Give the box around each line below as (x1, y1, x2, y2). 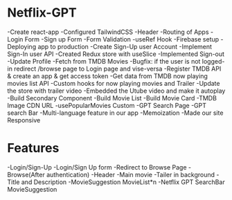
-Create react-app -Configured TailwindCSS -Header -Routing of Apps (7, 28, 209, 36)
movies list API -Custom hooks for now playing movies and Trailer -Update (7, 79, 220, 87)
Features (7, 140, 60, 156)
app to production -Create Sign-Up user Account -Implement (37, 42, 213, 51)
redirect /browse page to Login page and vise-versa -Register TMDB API (13, 64, 222, 73)
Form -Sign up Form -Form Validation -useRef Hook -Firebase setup (24, 35, 220, 43)
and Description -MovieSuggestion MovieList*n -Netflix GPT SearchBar (21, 178, 225, 186)
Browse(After (7, 170, 45, 179)
